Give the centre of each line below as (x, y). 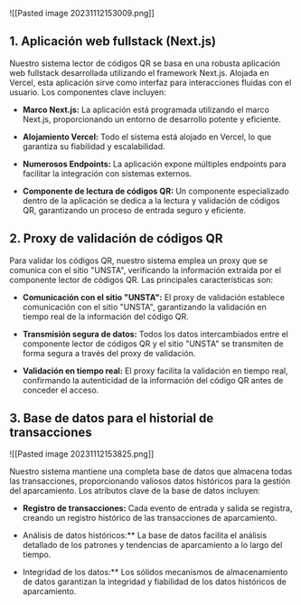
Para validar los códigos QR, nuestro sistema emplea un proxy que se (139, 260)
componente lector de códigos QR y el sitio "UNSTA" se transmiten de (153, 344)
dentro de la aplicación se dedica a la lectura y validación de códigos (151, 200)
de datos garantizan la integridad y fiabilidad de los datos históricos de (154, 581)
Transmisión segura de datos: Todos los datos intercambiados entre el (155, 334)
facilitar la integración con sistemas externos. (107, 173)
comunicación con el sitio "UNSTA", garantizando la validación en (144, 307)
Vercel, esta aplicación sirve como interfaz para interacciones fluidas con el (150, 82)
